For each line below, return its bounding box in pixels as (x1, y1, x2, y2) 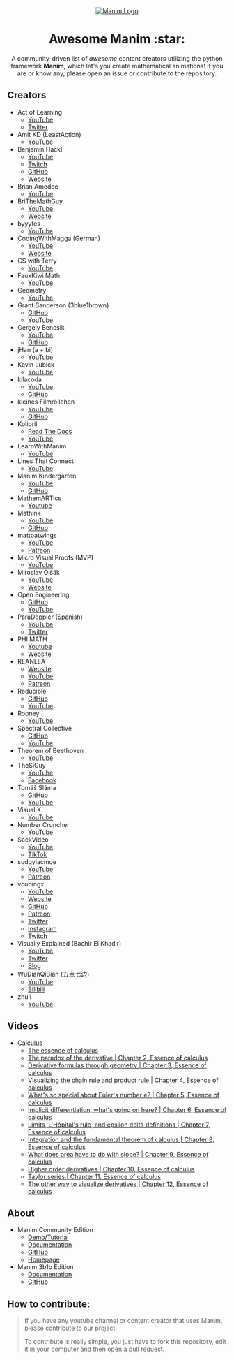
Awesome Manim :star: (48, 31, 186, 47)
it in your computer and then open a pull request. (24, 1345, 165, 1354)
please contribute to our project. (24, 1324, 117, 1333)
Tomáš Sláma (17, 783, 56, 791)
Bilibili (27, 985, 45, 993)
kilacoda (17, 375, 42, 383)
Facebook (27, 775, 57, 784)
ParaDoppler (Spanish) (17, 613, 84, 621)
